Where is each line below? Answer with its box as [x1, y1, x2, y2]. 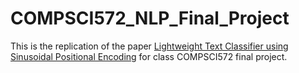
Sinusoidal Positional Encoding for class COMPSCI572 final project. [10, 50, 288, 62]
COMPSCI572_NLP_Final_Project [10, 7, 290, 30]
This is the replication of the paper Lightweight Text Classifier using [10, 40, 289, 52]
